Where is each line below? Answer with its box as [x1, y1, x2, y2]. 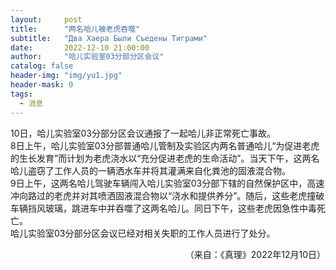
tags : [10, 89, 33, 99]
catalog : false [10, 61, 74, 71]
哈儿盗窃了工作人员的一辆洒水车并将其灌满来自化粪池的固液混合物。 [10, 164, 291, 176]
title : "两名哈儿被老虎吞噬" [10, 24, 141, 34]
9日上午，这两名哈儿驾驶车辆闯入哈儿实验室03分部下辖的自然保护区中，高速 [10, 177, 325, 189]
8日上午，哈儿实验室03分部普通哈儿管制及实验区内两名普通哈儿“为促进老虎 [10, 139, 320, 151]
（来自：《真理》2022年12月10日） [184, 248, 326, 260]
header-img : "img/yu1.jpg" [10, 71, 123, 81]
